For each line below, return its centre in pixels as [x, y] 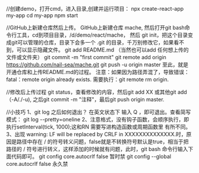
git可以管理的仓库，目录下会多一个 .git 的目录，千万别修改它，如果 [92, 42]
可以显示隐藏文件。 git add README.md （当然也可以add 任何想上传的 [102, 50]
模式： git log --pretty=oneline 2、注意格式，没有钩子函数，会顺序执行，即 [97, 119]
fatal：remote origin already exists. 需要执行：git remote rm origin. [88, 79]
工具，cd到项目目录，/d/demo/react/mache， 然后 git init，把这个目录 [102, 35]
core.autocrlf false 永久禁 [37, 164]
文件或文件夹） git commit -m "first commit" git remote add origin [86, 57]
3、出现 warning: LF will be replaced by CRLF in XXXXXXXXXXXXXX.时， [96, 134]
